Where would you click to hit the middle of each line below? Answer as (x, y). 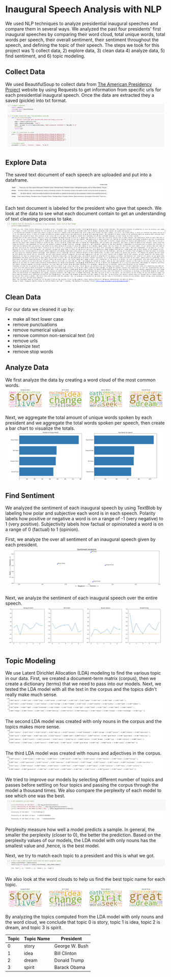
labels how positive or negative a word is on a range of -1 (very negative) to (84, 519)
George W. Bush (72, 946)
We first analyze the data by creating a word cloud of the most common (80, 380)
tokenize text (26, 346)
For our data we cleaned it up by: (40, 310)
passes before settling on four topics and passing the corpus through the (82, 785)
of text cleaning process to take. (39, 219)
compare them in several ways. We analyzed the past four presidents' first (83, 29)
